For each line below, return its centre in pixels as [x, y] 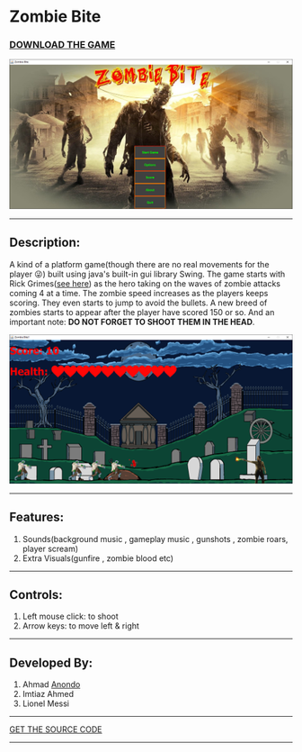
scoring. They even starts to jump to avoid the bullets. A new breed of [138, 303]
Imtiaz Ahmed [48, 694]
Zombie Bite [55, 17]
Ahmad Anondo [51, 684]
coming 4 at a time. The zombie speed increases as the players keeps [139, 293]
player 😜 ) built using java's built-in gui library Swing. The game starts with [147, 274]
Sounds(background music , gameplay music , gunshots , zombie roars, [155, 539]
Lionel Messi [46, 703]
